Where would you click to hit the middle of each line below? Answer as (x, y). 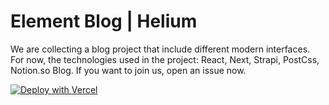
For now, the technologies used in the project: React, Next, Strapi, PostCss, (165, 59)
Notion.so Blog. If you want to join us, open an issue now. (128, 70)
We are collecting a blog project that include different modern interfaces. (160, 49)
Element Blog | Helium (104, 21)
